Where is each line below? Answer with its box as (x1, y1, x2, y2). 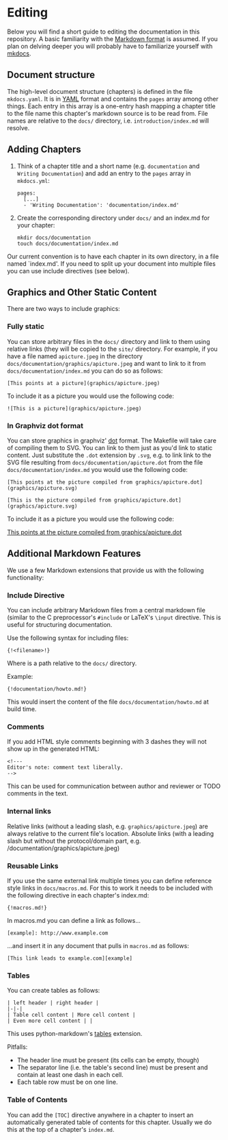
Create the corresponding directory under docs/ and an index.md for (16, 214, 210, 222)
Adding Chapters (7, 144, 82, 156)
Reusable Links (7, 861, 59, 871)
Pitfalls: (7, 1043, 28, 1051)
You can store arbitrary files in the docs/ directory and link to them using (7, 337, 210, 345)
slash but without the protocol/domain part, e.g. (7, 837, 141, 845)
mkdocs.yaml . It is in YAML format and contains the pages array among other (7, 95, 219, 103)
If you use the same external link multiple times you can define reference (7, 876, 212, 884)
